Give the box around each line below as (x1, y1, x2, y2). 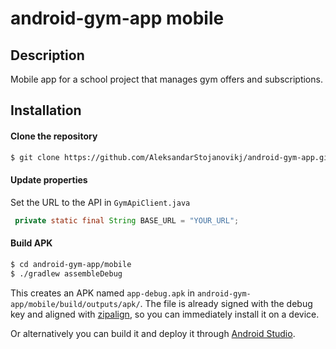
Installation (10, 102, 82, 119)
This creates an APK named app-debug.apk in (10, 287, 195, 299)
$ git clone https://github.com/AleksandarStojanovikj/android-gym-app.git (10, 152, 333, 162)
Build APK (10, 237, 53, 249)
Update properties (10, 174, 88, 186)
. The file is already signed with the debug (139, 297, 313, 309)
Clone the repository (10, 130, 98, 142)
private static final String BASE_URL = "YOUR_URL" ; (14, 215, 240, 226)
